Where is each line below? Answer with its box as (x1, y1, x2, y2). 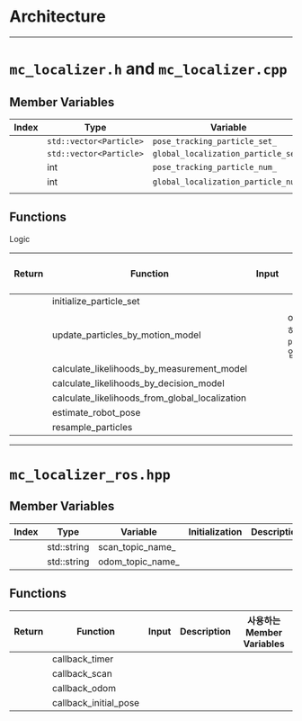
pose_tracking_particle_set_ (152, 136, 277, 146)
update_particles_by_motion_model (52, 329, 201, 341)
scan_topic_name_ (97, 540, 176, 553)
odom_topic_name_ (97, 555, 180, 568)
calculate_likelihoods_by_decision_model (52, 376, 225, 389)
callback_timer (52, 653, 114, 665)
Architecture (9, 6, 106, 27)
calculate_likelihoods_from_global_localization (52, 392, 247, 404)
